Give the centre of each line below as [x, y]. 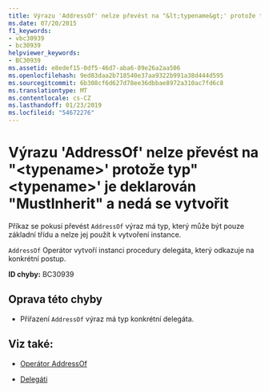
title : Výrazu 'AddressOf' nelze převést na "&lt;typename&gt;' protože [132, 16]
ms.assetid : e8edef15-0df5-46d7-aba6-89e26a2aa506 [94, 68]
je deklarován [151, 187]
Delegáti [34, 379]
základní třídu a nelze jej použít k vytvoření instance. [95, 235]
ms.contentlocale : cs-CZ [50, 98]
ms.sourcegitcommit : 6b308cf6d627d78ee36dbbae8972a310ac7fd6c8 [116, 83]
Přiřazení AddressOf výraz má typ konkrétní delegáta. [107, 319]
